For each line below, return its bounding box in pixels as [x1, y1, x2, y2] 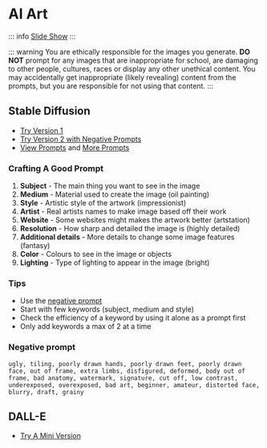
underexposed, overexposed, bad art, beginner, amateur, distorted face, [8, 381, 261, 389]
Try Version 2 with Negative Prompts [19, 134, 142, 144]
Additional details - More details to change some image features [19, 232, 235, 242]
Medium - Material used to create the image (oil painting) [19, 189, 210, 199]
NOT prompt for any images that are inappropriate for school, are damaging [8, 55, 259, 65]
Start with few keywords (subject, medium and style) [19, 304, 195, 314]
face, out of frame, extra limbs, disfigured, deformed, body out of [8, 367, 246, 375]
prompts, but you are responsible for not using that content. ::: [8, 81, 214, 91]
